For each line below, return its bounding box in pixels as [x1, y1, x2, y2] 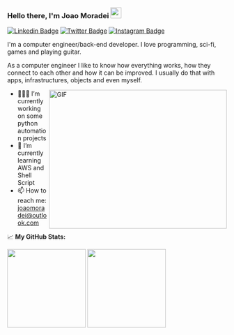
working [17, 105, 41, 113]
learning [17, 156, 42, 165]
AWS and [17, 164, 45, 172]
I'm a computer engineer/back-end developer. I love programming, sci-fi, [7, 40, 217, 49]
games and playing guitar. [7, 47, 81, 56]
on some [17, 112, 43, 120]
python [17, 119, 38, 128]
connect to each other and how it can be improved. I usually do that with [7, 68, 215, 77]
